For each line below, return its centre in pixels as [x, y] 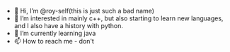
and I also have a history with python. [69, 26]
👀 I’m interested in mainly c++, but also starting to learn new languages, [119, 18]
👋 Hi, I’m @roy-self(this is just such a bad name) [84, 11]
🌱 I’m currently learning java [55, 33]
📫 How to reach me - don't [54, 41]
